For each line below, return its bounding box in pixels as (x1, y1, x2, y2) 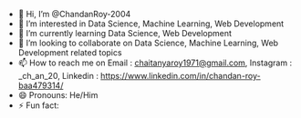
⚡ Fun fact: (17, 100, 59, 111)
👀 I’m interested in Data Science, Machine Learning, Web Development (17, 18, 285, 29)
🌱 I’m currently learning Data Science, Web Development (17, 28, 233, 38)
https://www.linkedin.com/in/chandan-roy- (99, 71, 262, 81)
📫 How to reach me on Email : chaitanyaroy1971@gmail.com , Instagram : (17, 57, 293, 68)
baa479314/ (17, 80, 64, 91)
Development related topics (17, 47, 122, 58)
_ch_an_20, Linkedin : (17, 71, 99, 81)
